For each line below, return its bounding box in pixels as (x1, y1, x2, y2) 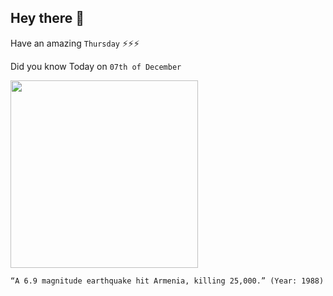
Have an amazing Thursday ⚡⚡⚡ (10, 37, 140, 49)
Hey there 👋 (10, 10, 85, 27)
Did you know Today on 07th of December (10, 60, 182, 72)
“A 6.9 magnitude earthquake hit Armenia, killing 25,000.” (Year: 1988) (10, 276, 325, 286)
